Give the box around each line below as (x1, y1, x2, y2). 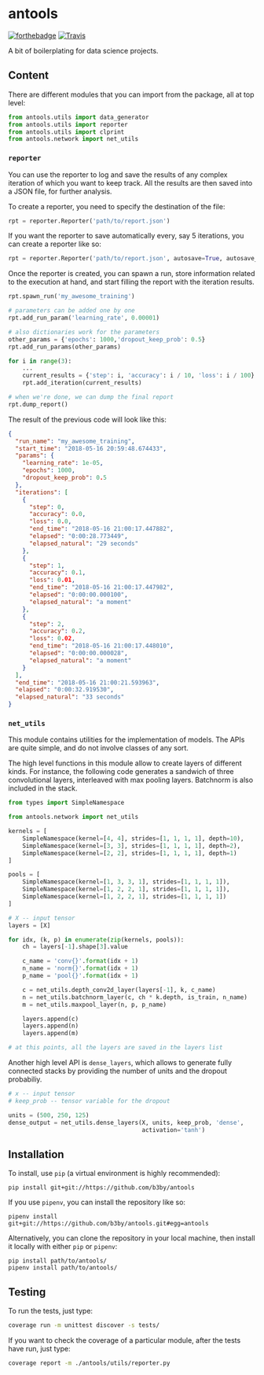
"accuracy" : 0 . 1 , (28, 569, 86, 577)
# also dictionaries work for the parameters (8, 328, 159, 336)
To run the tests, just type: (8, 1307, 93, 1316)
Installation (8, 1148, 64, 1161)
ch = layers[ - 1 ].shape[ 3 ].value (22, 943, 128, 951)
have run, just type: (8, 1344, 71, 1353)
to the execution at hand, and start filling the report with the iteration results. (8, 277, 255, 287)
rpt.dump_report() (8, 400, 68, 408)
